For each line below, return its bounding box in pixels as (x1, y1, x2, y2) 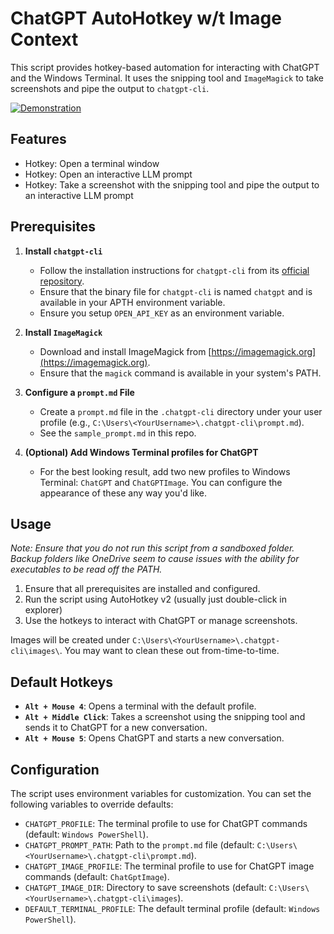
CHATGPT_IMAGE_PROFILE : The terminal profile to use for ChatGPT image (24, 860, 315, 872)
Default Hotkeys (10, 673, 114, 691)
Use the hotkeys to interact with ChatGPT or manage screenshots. (24, 615, 298, 627)
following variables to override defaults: (10, 798, 174, 810)
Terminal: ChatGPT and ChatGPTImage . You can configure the (39, 476, 283, 488)
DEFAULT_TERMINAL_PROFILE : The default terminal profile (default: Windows (24, 903, 321, 914)
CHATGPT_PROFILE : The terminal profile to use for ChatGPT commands (24, 818, 308, 829)
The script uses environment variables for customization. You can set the (10, 788, 312, 799)
